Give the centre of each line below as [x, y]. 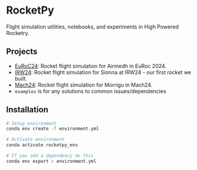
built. [21, 78]
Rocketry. [18, 33]
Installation [27, 110]
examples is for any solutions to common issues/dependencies [91, 91]
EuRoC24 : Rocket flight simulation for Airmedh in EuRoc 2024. [91, 66]
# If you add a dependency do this [50, 156]
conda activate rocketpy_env [42, 145]
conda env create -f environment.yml [53, 129]
